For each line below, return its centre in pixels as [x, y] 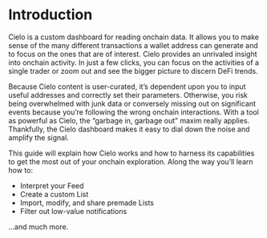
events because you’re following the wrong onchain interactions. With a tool [133, 112]
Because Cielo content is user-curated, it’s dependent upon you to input [127, 87]
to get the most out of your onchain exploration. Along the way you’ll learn [131, 161]
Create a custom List [54, 194]
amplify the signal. [39, 137]
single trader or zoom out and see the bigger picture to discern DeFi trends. [133, 71]
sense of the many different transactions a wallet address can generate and [133, 45]
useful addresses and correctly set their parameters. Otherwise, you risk [128, 95]
